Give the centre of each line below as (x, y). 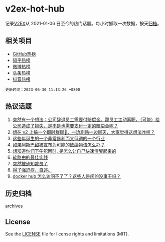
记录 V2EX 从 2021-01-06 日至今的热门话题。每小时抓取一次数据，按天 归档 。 (84, 23)
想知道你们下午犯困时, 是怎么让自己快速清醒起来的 (64, 151)
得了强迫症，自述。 (32, 170)
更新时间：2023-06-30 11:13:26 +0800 (43, 89)
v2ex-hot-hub (35, 9)
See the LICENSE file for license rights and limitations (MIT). (67, 234)
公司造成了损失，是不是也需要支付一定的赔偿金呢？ (65, 126)
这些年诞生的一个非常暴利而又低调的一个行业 (59, 138)
